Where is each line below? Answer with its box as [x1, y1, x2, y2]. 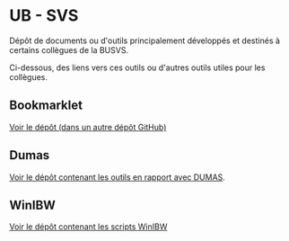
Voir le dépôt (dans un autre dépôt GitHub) [9, 121, 167, 132]
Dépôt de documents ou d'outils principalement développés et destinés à [9, 35, 281, 46]
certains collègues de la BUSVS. [9, 44, 128, 55]
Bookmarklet [9, 98, 83, 113]
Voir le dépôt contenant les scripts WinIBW [9, 221, 168, 232]
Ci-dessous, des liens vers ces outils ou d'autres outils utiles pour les [9, 62, 266, 73]
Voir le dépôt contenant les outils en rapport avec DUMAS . [9, 172, 226, 183]
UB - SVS [9, 5, 79, 26]
